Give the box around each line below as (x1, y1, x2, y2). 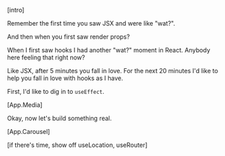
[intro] (7, 6, 25, 14)
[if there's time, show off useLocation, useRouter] (7, 141, 148, 149)
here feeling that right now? (7, 53, 85, 61)
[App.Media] (7, 101, 43, 109)
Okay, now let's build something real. (7, 114, 112, 122)
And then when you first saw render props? (7, 32, 130, 41)
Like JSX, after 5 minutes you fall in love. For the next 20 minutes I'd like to (7, 67, 219, 75)
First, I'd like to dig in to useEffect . (7, 88, 105, 95)
